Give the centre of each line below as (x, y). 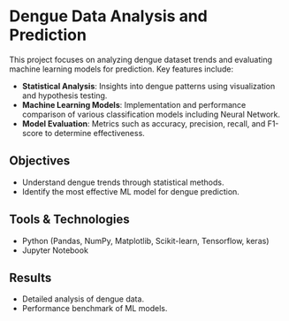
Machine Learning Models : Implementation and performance (134, 104)
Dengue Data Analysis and (108, 16)
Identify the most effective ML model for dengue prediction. (131, 191)
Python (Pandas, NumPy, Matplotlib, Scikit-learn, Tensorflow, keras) (145, 241)
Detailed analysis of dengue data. (83, 299)
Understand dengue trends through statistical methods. (123, 182)
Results (30, 277)
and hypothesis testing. (65, 96)
